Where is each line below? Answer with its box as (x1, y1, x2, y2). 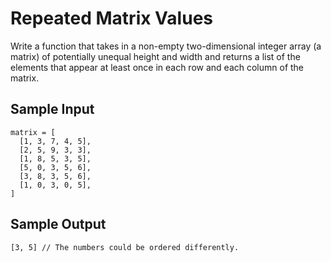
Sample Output (10, 216, 107, 233)
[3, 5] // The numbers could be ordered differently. (10, 242, 240, 252)
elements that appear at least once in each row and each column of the (10, 61, 305, 73)
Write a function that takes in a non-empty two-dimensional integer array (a (10, 40, 322, 52)
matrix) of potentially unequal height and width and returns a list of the (10, 50, 301, 62)
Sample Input (10, 101, 95, 118)
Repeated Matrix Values (10, 7, 213, 30)
